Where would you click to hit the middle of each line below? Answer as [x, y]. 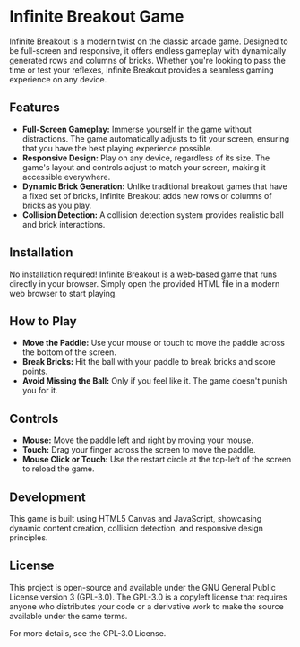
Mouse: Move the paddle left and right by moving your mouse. [137, 440]
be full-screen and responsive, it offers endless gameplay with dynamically [148, 50]
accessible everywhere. [66, 177]
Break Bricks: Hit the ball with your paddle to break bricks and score [149, 362]
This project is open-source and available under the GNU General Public [142, 587]
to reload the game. [58, 469]
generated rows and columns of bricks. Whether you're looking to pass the [148, 60]
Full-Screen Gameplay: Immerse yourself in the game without [137, 129]
